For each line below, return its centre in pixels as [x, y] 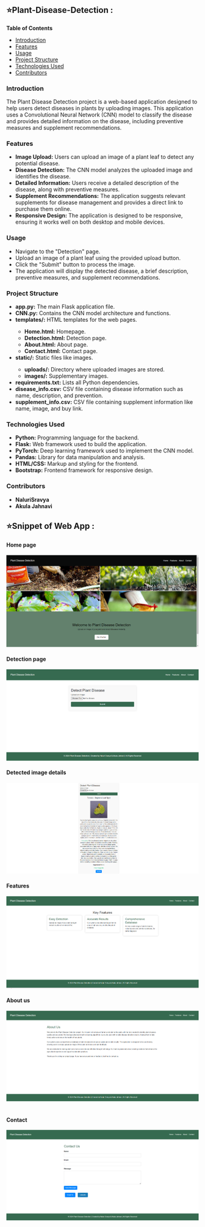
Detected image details [36, 773]
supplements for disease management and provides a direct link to [99, 203]
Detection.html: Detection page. [65, 338]
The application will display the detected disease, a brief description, [102, 271]
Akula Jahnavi [34, 506]
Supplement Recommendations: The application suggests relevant [100, 196]
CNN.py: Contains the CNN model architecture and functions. [93, 313]
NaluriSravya [32, 500]
